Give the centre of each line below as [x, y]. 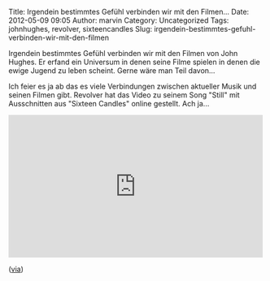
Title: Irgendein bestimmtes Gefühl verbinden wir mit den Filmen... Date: [129, 12]
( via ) [16, 269]
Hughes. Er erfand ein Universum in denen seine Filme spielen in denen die [134, 62]
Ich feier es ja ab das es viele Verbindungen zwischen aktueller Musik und [133, 86]
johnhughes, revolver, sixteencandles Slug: [81, 29]
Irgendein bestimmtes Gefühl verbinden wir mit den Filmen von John [123, 53]
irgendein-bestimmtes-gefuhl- [205, 29]
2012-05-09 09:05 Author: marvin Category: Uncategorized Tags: [119, 20]
